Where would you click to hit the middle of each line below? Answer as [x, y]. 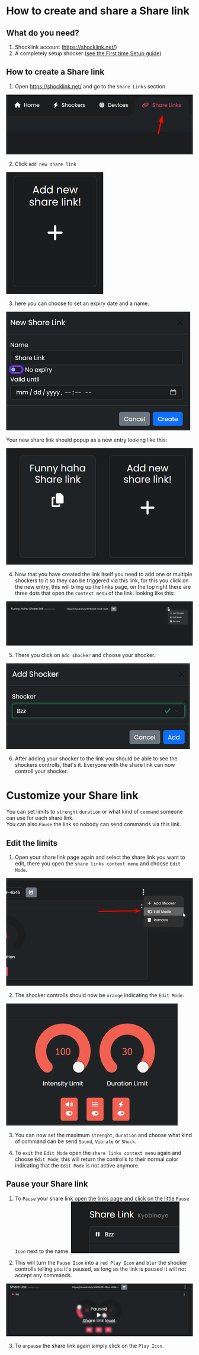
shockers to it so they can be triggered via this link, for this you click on [102, 580]
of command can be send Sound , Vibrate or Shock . [76, 1141]
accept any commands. [43, 1275]
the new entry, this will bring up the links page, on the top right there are [103, 586]
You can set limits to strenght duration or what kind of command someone [94, 812]
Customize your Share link [72, 795]
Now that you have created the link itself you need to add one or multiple [103, 574]
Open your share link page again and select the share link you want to [100, 857]
